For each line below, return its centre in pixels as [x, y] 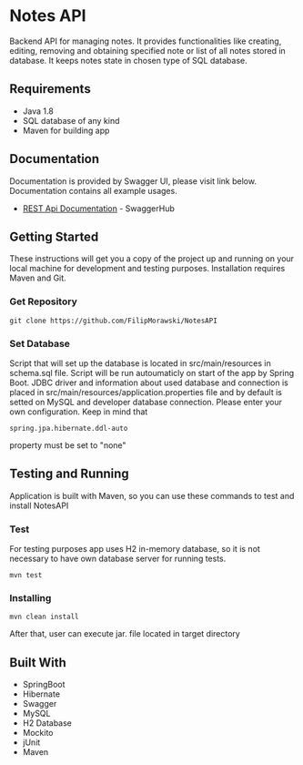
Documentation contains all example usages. [93, 190]
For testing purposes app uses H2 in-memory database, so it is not [135, 549]
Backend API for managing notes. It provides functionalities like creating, [146, 41]
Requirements [50, 89]
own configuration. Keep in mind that [79, 412]
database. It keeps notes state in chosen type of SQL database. [128, 60]
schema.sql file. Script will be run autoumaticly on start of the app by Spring [152, 372]
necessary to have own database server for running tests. [118, 559]
